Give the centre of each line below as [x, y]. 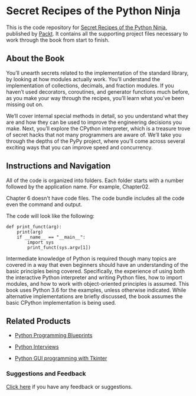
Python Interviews [37, 347]
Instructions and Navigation [58, 166]
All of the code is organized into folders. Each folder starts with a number [95, 180]
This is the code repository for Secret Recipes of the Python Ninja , [86, 27]
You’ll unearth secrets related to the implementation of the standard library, [97, 73]
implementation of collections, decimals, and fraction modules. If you [90, 85]
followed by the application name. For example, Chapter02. [78, 186]
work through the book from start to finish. [58, 40]
